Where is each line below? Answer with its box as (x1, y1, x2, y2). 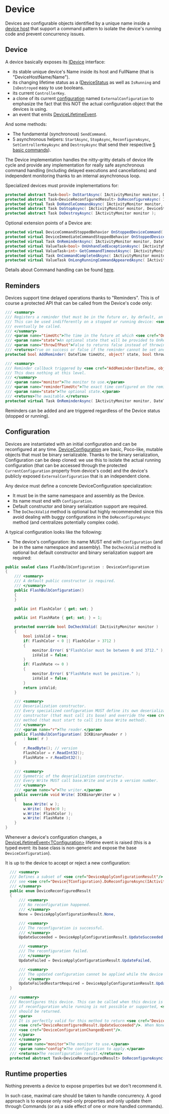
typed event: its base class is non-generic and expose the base (5, 845, 137, 851)
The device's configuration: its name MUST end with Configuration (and (12, 538, 163, 544)
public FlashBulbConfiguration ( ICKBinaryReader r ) (14, 732, 127, 737)
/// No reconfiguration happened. (18, 902, 92, 908)
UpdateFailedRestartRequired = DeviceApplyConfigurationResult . (18, 981, 156, 986)
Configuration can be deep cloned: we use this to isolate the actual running (5, 457, 161, 463)
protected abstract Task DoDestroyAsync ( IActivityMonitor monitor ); (5, 211, 156, 216)
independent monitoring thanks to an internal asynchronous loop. (5, 173, 141, 179)
